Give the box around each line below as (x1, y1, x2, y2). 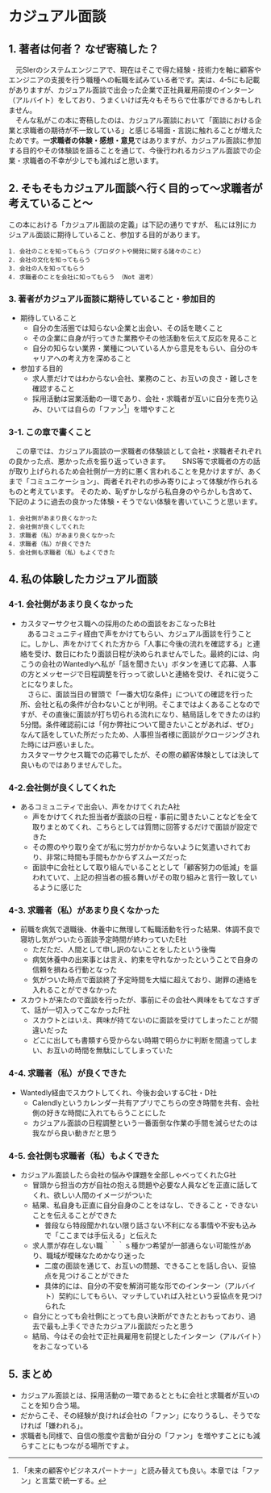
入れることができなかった (31, 985, 118, 995)
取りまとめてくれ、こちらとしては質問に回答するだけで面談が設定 (31, 822, 252, 832)
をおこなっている (31, 1341, 89, 1351)
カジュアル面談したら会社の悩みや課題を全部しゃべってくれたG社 (19, 1169, 236, 1179)
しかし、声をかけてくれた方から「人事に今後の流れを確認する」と (34, 638, 254, 648)
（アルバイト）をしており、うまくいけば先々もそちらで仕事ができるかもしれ (8, 95, 262, 105)
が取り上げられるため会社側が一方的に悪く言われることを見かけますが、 (8, 466, 248, 476)
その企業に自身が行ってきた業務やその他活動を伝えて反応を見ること (31, 333, 258, 343)
